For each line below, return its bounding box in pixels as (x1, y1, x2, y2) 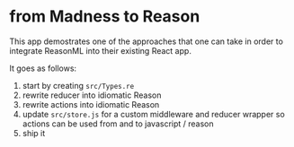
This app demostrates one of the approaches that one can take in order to (9, 36, 283, 47)
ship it (22, 127, 46, 138)
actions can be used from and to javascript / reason (22, 118, 214, 129)
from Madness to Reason (9, 6, 200, 27)
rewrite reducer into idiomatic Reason (22, 90, 162, 100)
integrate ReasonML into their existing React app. (9, 45, 192, 56)
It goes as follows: (9, 63, 77, 73)
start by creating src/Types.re (22, 80, 135, 91)
